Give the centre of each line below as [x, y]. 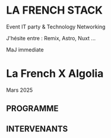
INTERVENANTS [37, 129]
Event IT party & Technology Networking [56, 27]
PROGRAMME [32, 109]
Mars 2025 [20, 90]
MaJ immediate [25, 49]
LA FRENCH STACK [54, 10]
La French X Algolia [55, 74]
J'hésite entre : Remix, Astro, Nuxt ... [51, 38]
